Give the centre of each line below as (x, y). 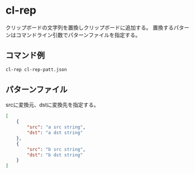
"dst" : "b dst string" (55, 155)
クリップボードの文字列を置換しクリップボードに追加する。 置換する (89, 27)
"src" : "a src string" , (56, 127)
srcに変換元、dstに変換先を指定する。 (52, 105)
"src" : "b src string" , (56, 149)
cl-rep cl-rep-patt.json (36, 69)
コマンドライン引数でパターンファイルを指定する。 (78, 35)
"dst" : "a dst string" (55, 133)
